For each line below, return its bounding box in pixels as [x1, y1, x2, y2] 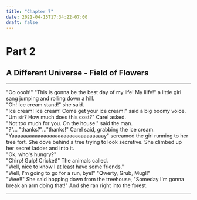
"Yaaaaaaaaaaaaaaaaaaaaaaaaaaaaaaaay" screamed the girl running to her [6, 132, 189, 139]
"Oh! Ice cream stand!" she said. [6, 101, 84, 108]
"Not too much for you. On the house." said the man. [6, 120, 133, 127]
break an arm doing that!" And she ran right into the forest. [6, 182, 148, 189]
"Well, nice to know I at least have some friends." [6, 163, 124, 170]
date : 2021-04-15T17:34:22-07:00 [6, 14, 88, 20]
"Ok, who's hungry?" [6, 151, 57, 158]
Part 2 [6, 44, 36, 58]
